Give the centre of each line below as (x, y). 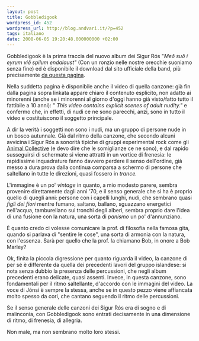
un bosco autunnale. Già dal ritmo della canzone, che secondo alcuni (91, 136)
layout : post (23, 12)
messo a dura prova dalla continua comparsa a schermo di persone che (94, 167)
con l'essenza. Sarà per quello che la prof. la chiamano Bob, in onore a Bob (98, 240)
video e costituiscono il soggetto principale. (60, 118)
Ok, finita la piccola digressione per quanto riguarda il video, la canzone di (97, 258)
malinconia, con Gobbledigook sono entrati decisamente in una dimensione (99, 314)
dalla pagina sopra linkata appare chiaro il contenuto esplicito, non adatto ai (99, 93)
